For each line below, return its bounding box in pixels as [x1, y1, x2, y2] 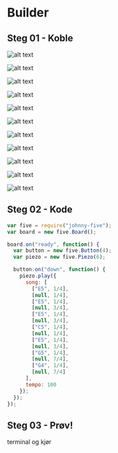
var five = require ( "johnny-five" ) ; [7, 222, 112, 229]
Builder [7, 5, 49, 21]
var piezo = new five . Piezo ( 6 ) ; [13, 253, 106, 261]
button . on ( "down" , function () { [13, 266, 106, 273]
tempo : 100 [25, 381, 57, 388]
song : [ [25, 279, 48, 286]
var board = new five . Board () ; [7, 229, 97, 235]
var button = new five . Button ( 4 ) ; [13, 247, 112, 254]
